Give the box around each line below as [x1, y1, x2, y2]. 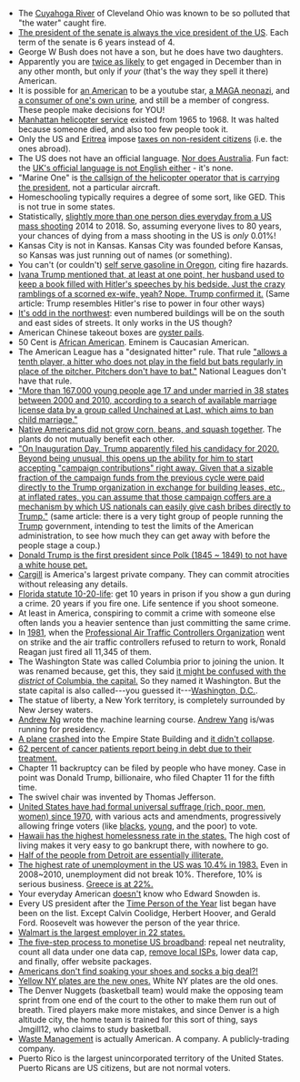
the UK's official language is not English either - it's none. [17, 163, 234, 173]
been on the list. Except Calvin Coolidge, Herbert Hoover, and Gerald [17, 908, 276, 918]
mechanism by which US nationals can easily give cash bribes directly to [17, 501, 291, 512]
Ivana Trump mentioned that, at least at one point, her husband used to [17, 269, 285, 280]
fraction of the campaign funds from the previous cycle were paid [17, 473, 265, 483]
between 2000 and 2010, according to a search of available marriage [17, 395, 277, 405]
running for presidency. [17, 724, 106, 734]
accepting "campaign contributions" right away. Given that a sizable [17, 463, 274, 473]
